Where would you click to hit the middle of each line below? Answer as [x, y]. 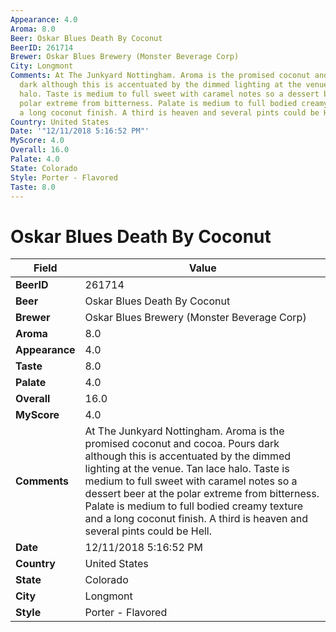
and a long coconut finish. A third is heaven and [196, 519]
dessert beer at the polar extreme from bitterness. [202, 494]
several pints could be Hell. [148, 531]
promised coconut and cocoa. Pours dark [182, 444]
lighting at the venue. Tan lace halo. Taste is [187, 469]
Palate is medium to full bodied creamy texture [193, 506]
